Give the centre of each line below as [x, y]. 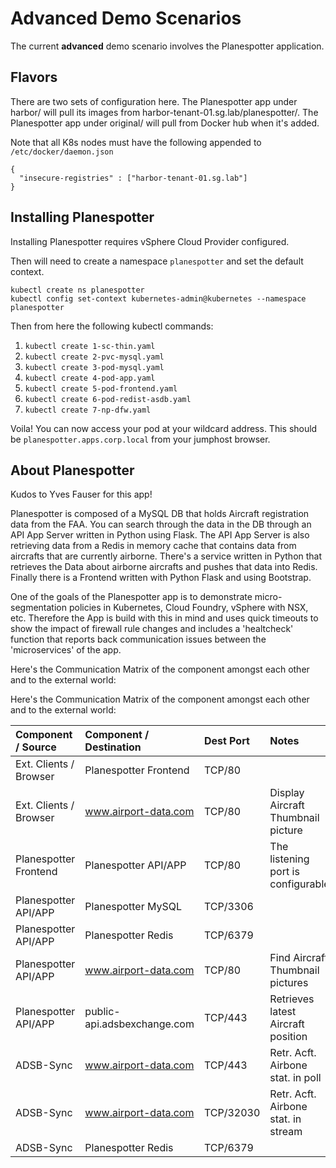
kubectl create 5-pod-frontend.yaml [101, 388]
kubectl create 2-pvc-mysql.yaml [94, 357]
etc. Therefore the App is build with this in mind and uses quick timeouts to [164, 618]
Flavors [34, 77]
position [288, 1037]
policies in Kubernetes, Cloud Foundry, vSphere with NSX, [188, 608]
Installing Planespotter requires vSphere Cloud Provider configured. [150, 241]
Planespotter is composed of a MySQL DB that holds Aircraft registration [160, 514]
